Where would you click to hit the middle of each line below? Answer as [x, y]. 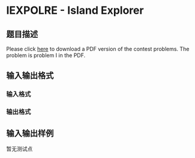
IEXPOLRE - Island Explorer [75, 11]
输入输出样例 [30, 133]
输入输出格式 [30, 76]
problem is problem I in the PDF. [46, 55]
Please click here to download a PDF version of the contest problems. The [98, 49]
